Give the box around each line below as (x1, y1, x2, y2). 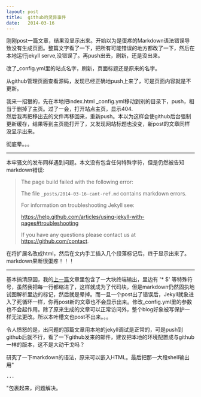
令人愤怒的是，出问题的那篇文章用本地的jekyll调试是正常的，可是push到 (6, 326, 184, 333)
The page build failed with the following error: (20, 178, 133, 186)
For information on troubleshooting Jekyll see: (20, 201, 135, 209)
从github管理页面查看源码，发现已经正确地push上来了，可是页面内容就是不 (6, 77, 191, 85)
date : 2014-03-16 (6, 20, 55, 26)
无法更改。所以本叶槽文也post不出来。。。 (11, 313, 112, 321)
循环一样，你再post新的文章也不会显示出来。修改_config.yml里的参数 (22, 298, 193, 306)
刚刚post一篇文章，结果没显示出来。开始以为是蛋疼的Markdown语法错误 (6, 37, 185, 44)
